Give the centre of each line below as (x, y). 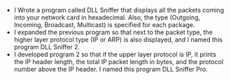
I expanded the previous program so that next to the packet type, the (113, 32)
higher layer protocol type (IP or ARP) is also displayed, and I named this (118, 40)
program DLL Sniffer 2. (47, 47)
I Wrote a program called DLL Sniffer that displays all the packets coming (119, 10)
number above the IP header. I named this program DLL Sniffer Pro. (111, 69)
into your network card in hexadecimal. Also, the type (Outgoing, (107, 17)
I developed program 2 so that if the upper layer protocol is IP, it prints (115, 54)
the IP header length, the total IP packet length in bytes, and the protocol (119, 62)
